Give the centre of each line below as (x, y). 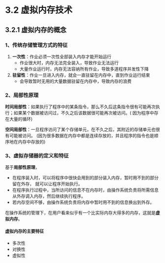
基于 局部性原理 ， (22, 167)
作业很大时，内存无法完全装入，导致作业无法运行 (69, 62)
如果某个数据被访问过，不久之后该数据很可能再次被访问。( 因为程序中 (84, 113)
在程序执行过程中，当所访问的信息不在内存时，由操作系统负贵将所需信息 (85, 190)
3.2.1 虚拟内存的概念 (36, 30)
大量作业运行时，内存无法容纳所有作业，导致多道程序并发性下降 (84, 69)
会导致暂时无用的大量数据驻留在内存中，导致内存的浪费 (75, 81)
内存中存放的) (32, 142)
